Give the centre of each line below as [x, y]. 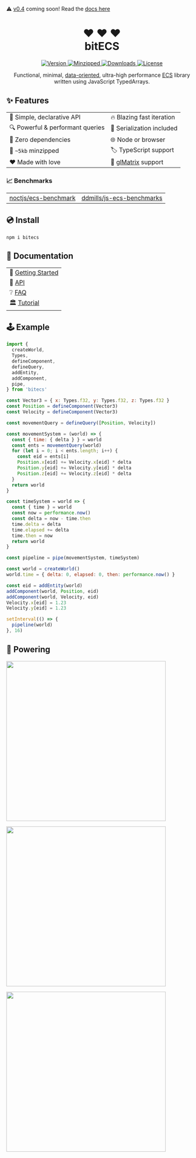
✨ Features [28, 101]
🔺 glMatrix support [137, 162]
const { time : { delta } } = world [57, 439]
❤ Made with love [35, 162]
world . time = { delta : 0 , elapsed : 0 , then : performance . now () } [91, 575]
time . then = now [32, 536]
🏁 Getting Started [34, 272]
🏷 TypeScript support [142, 150]
